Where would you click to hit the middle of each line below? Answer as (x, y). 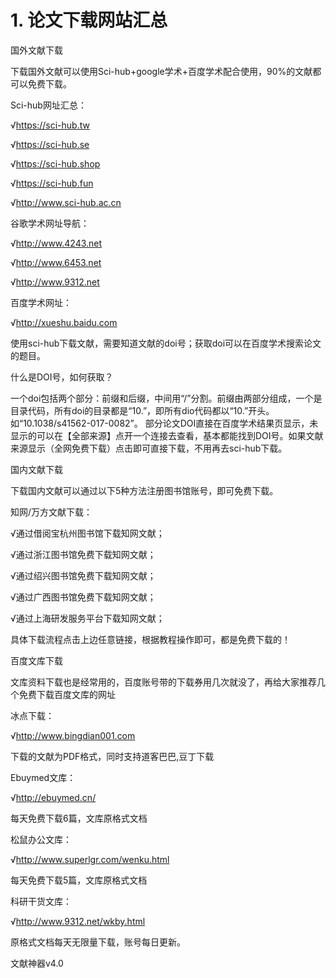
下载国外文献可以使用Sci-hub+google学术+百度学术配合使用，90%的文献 (161, 71)
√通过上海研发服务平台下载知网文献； (87, 618)
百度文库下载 (36, 660)
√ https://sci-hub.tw (50, 125)
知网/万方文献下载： (51, 512)
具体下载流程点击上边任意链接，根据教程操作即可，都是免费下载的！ (150, 639)
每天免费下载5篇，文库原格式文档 (79, 880)
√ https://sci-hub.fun (52, 183)
